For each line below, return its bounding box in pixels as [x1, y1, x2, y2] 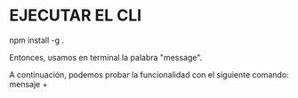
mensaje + [9, 78, 48, 89]
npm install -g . [9, 35, 65, 45]
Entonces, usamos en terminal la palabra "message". [9, 52, 203, 62]
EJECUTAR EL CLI [9, 5, 142, 26]
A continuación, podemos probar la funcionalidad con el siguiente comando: [9, 69, 289, 80]
